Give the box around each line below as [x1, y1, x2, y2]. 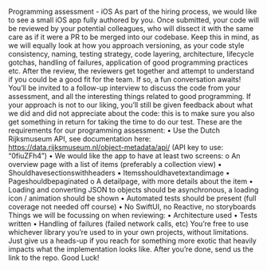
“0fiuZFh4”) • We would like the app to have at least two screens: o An [8, 151, 241, 161]
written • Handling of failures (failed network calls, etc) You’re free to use [8, 219, 249, 228]
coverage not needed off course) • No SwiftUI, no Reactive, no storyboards [8, 202, 257, 211]
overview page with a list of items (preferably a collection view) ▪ [8, 160, 222, 169]
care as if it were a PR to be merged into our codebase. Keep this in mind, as [8, 32, 260, 42]
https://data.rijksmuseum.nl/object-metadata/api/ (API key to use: [8, 143, 224, 152]
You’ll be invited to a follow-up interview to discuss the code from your [8, 83, 241, 93]
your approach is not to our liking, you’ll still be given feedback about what [8, 100, 253, 109]
